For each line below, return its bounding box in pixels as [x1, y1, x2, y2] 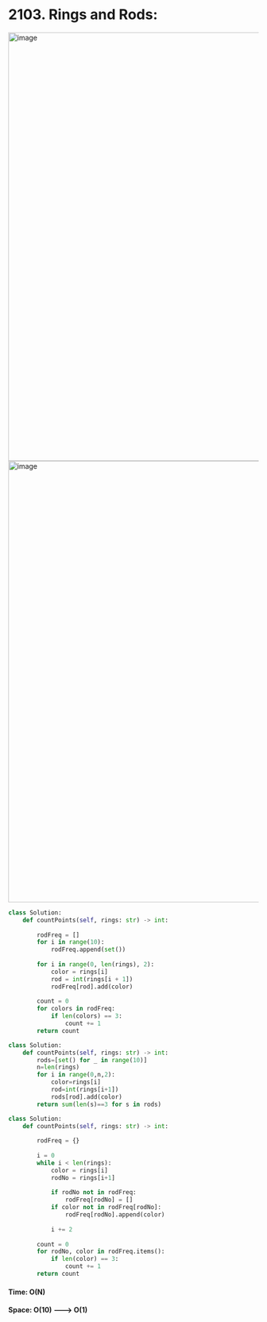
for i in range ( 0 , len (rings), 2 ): [37, 961, 155, 968]
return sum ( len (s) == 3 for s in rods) [37, 1100, 161, 1108]
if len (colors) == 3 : [50, 1012, 123, 1020]
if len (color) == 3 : [50, 1255, 119, 1263]
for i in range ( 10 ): [37, 938, 105, 946]
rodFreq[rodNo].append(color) [64, 1211, 165, 1219]
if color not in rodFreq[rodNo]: [50, 1204, 161, 1212]
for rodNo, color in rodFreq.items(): [37, 1247, 165, 1256]
